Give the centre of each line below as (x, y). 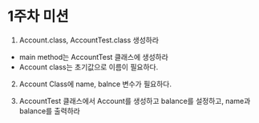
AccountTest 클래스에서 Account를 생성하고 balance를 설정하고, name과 (135, 101)
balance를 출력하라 (50, 111)
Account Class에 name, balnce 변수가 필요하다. (95, 84)
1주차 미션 (38, 16)
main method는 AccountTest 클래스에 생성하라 (94, 57)
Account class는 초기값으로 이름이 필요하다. (89, 67)
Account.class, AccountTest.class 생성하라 (89, 40)
